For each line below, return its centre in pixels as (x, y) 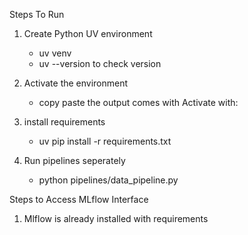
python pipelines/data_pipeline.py (108, 180)
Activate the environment (76, 83)
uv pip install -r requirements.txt (105, 141)
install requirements (64, 122)
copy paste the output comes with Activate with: (138, 102)
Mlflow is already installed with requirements (116, 218)
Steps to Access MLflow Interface (79, 199)
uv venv (55, 53)
